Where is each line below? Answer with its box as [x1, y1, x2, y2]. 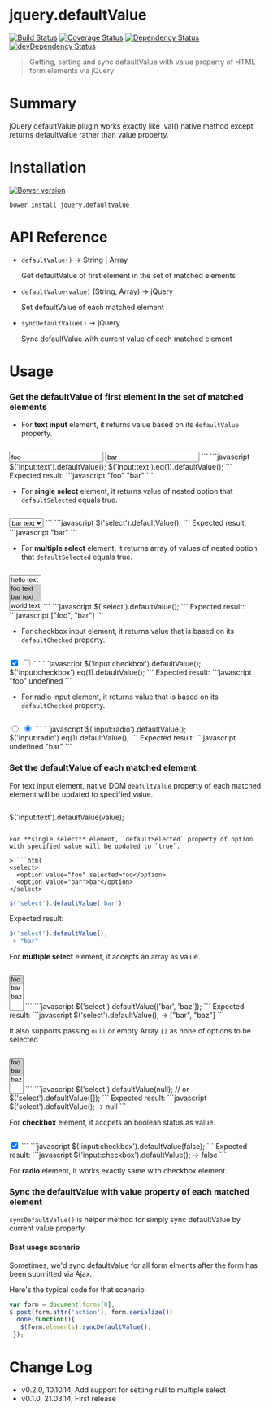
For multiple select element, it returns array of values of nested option [20, 544, 258, 553]
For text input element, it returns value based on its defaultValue [20, 420, 239, 430]
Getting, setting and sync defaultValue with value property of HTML [28, 57, 256, 67]
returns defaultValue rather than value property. [9, 129, 169, 139]
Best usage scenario [9, 1243, 80, 1252]
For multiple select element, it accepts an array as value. [9, 952, 201, 962]
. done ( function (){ [12, 1316, 76, 1324]
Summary [9, 94, 76, 113]
